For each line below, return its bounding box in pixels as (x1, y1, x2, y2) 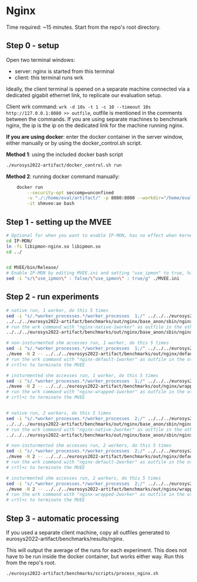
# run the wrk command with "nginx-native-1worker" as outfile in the (6, 324, 182, 330)
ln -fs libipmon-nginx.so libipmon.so (6, 243, 101, 250)
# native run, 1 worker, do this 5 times (6, 307, 109, 313)
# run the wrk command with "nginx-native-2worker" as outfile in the (6, 427, 182, 433)
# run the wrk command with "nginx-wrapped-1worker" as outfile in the (6, 389, 185, 395)
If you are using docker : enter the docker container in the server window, (6, 133, 184, 140)
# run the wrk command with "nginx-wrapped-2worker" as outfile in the (6, 491, 185, 498)
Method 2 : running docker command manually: (6, 172, 120, 180)
